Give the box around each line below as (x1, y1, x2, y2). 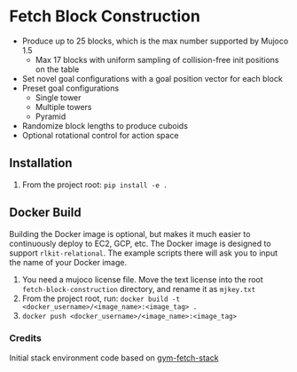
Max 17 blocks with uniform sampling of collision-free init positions (35, 54, 279, 65)
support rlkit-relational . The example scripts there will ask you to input (9, 247, 278, 258)
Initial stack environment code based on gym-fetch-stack (9, 352, 219, 363)
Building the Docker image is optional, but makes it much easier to (9, 228, 251, 239)
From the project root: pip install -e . (21, 179, 168, 190)
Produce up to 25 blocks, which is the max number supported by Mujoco (21, 36, 289, 46)
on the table (35, 64, 80, 75)
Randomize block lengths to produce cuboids (21, 120, 189, 131)
